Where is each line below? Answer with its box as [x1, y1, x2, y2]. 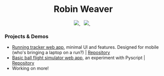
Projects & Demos [4, 33, 49, 40]
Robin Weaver [53, 3, 113, 15]
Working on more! [11, 66, 49, 72]
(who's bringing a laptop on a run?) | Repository [11, 50, 110, 56]
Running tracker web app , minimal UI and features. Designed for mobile [11, 44, 159, 50]
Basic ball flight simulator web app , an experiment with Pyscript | [11, 55, 146, 61]
